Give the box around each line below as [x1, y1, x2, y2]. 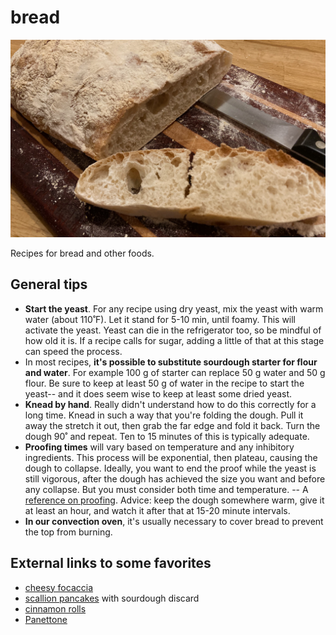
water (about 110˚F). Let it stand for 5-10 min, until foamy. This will [24, 313, 297, 325]
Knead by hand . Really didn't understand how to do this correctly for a [24, 398, 317, 410]
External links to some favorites [10, 555, 212, 572]
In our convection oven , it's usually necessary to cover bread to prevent [24, 515, 324, 527]
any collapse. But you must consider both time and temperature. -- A [24, 483, 309, 495]
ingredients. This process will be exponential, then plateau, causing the [24, 451, 318, 463]
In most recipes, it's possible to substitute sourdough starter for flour [24, 356, 318, 368]
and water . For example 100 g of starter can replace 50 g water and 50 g [24, 366, 326, 378]
